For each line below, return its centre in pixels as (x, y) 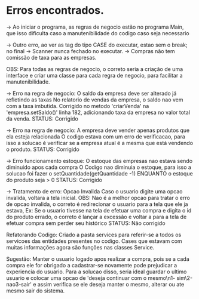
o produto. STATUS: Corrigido (43, 149)
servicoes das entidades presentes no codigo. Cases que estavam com (94, 241)
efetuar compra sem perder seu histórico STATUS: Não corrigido (86, 223)
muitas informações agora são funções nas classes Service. (80, 247)
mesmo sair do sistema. (36, 291)
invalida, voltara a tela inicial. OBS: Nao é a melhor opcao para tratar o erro (98, 198)
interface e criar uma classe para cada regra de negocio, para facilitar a (95, 75)
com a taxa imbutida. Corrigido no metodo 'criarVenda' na (78, 106)
